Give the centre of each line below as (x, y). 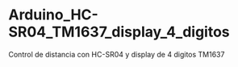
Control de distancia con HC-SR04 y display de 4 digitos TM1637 (117, 54)
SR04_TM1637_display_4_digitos (119, 32)
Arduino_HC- (53, 15)
